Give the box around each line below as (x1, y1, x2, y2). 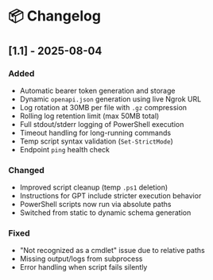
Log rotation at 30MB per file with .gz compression (19, 102, 188, 112)
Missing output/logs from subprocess (19, 254, 143, 263)
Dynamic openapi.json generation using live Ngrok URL (19, 94, 202, 104)
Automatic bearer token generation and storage (19, 86, 176, 95)
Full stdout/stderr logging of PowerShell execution (19, 119, 184, 128)
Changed (8, 164, 45, 175)
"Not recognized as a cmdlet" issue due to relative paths (19, 246, 205, 255)
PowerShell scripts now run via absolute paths (19, 200, 172, 209)
